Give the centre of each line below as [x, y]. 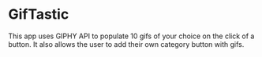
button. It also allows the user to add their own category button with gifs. [126, 44]
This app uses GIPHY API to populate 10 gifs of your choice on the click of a [131, 36]
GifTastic [39, 14]
